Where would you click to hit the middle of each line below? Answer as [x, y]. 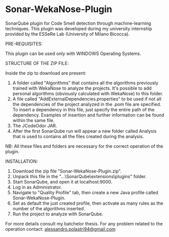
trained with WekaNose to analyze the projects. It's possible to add [82, 88]
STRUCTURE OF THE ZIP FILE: [37, 63]
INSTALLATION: [22, 161]
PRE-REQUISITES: [24, 43]
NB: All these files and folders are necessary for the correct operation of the [84, 146]
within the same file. [33, 120]
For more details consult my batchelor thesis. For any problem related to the [84, 223]
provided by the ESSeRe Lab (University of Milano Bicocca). [68, 34]
